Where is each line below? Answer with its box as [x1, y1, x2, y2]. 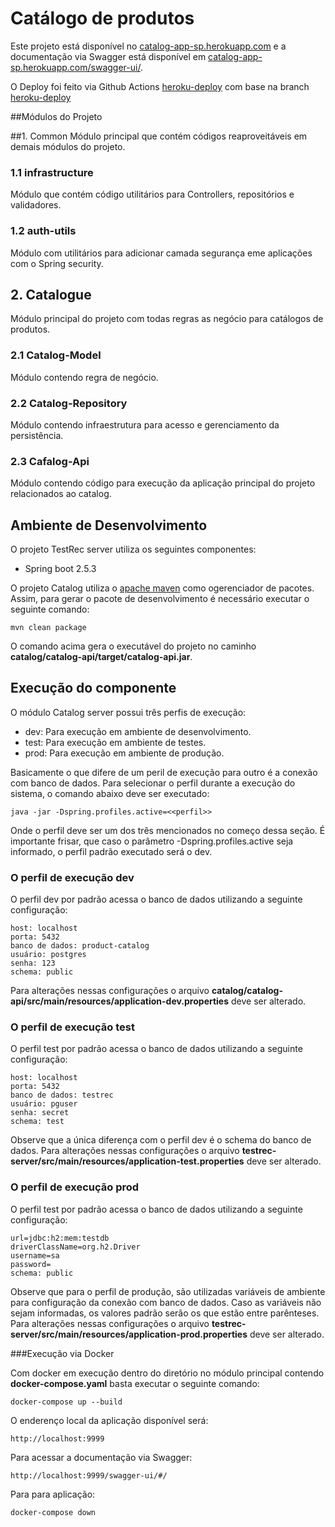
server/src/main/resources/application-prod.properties [10, 1328, 248, 1340]
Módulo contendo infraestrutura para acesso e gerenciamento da [10, 418, 280, 431]
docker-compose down [10, 1507, 97, 1517]
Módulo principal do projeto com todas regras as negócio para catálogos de [10, 313, 324, 325]
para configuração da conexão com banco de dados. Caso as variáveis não [10, 1296, 322, 1308]
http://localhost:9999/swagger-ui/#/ [10, 1470, 168, 1481]
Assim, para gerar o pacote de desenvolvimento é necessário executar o [10, 593, 310, 605]
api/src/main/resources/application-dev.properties [10, 995, 230, 1007]
